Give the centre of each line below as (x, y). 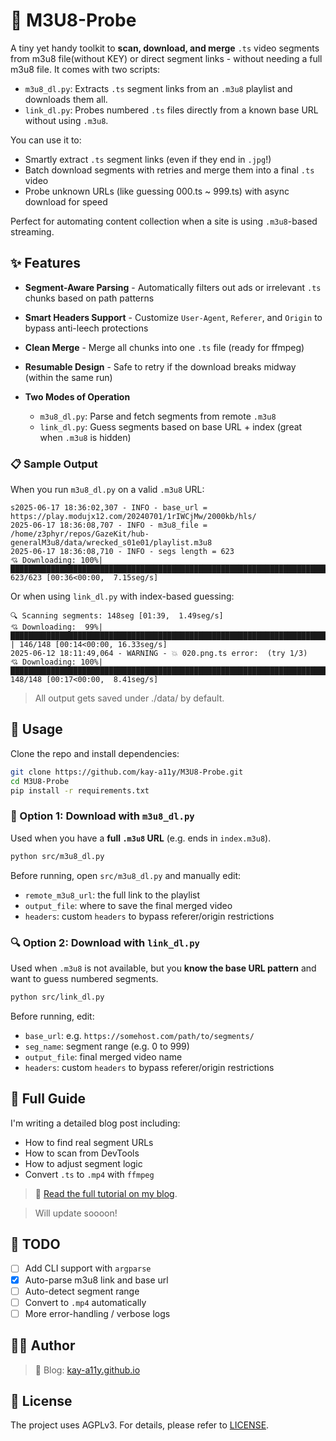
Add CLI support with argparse (88, 1268)
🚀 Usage (36, 729)
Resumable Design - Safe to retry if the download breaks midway (160, 366)
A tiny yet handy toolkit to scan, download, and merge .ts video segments (165, 48)
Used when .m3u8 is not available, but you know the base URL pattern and (163, 968)
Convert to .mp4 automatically (85, 1302)
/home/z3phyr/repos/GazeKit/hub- (80, 534)
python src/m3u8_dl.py (57, 856)
